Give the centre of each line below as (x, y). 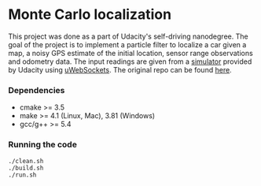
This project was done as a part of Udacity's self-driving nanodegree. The (129, 36)
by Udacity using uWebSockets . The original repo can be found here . (120, 69)
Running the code (42, 145)
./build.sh (26, 168)
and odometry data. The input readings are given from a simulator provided (130, 61)
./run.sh (22, 175)
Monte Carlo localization (90, 15)
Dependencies (37, 90)
